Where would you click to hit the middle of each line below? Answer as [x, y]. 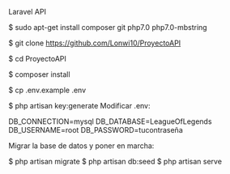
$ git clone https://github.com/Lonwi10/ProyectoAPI [95, 43]
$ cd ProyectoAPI [38, 59]
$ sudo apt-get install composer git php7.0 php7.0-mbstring [108, 27]
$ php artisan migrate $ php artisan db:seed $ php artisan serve [115, 161]
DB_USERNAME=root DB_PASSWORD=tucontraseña [96, 130]
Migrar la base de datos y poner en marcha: [81, 146]
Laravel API [28, 12]
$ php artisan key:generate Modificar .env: [80, 106]
